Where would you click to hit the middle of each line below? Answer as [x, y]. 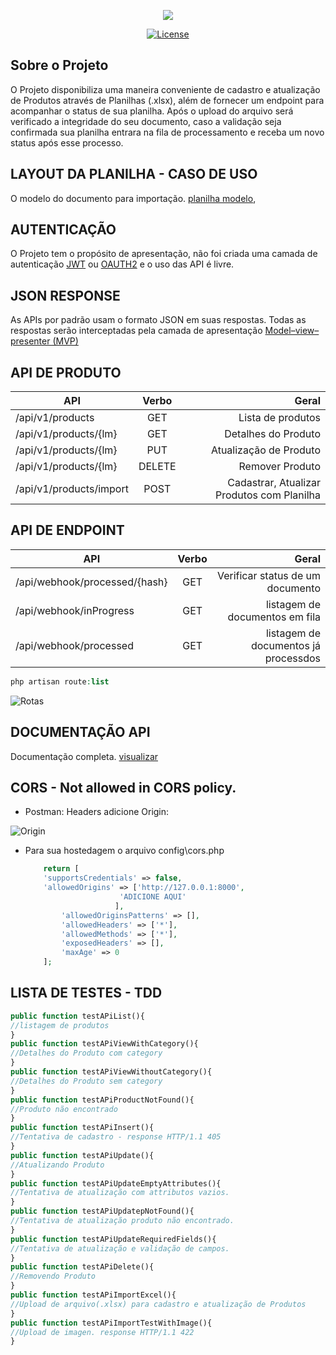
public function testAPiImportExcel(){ [93, 1295]
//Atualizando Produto [57, 1165]
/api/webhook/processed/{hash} [91, 582]
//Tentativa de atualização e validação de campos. [120, 1248]
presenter [30, 341]
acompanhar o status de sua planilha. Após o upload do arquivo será [152, 111]
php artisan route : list [60, 681]
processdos [292, 658]
